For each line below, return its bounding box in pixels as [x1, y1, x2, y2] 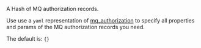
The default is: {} [6, 35, 50, 42]
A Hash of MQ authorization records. [6, 5, 99, 12]
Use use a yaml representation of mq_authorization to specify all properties [6, 17, 195, 24]
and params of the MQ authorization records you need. [6, 24, 145, 30]
